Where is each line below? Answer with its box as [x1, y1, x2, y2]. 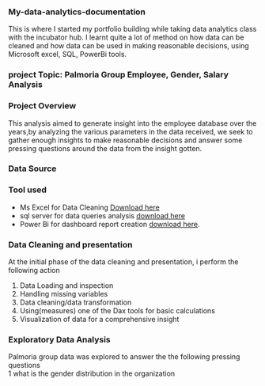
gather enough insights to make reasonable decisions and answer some [8, 135, 243, 145]
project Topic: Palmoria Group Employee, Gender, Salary [8, 70, 229, 81]
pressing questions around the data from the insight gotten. [8, 143, 203, 153]
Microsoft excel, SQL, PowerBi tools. [8, 50, 127, 59]
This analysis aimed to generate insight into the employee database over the [8, 118, 257, 128]
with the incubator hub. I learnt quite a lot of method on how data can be [8, 32, 244, 42]
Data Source [8, 163, 57, 174]
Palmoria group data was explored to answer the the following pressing [8, 352, 240, 361]
